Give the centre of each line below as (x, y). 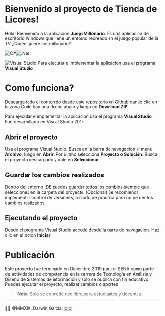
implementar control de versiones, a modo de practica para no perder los (79, 197)
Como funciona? (40, 88)
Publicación (30, 255)
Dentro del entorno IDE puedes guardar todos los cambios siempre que (77, 187)
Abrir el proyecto (31, 137)
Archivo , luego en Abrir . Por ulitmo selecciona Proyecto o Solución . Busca (81, 154)
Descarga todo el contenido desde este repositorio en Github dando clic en (81, 102)
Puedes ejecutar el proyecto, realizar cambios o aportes (62, 284)
